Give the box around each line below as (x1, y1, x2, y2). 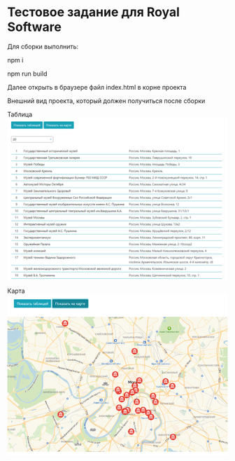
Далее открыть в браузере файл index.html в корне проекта (7, 83, 187, 91)
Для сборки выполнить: (7, 42, 79, 50)
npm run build (7, 69, 48, 78)
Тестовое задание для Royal (7, 4, 180, 20)
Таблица (7, 110, 33, 118)
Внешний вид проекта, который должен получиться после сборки (7, 96, 206, 105)
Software (7, 19, 62, 35)
